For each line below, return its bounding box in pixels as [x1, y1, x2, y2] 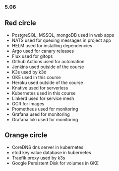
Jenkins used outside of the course [11, 64, 84, 70]
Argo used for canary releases [11, 48, 74, 54]
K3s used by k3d [11, 69, 47, 75]
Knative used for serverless [11, 85, 68, 90]
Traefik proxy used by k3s [11, 155, 65, 161]
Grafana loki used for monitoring [11, 116, 78, 122]
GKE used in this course [11, 74, 61, 80]
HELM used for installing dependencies [11, 42, 93, 48]
